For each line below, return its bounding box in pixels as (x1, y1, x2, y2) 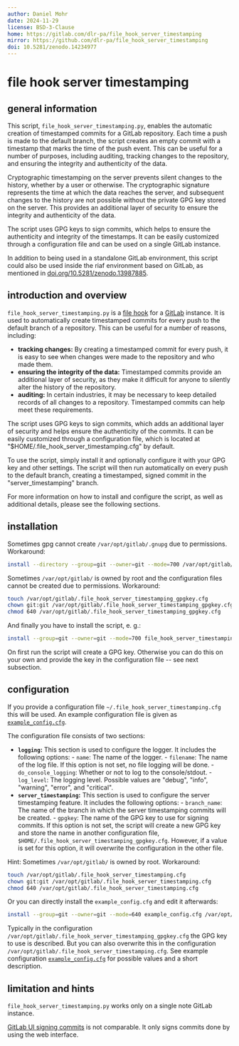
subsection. (7, 663, 42, 671)
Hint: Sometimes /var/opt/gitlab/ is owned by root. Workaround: (7, 857, 201, 866)
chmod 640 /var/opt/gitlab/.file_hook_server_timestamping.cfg (7, 884, 199, 891)
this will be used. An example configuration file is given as (7, 710, 178, 718)
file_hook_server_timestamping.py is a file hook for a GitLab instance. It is (7, 308, 225, 317)
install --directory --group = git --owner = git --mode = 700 (7, 561, 180, 568)
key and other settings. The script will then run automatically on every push (7, 463, 228, 472)
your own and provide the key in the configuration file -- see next (7, 656, 199, 663)
